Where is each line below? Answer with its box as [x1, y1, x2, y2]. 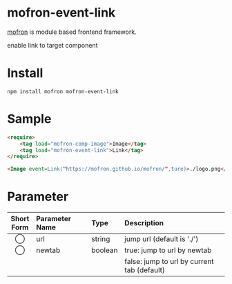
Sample [7, 111, 52, 127]
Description [124, 218, 164, 228]
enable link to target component [7, 41, 98, 49]
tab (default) [124, 265, 166, 275]
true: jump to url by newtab [124, 245, 212, 255]
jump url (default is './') [124, 234, 199, 244]
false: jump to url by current [124, 257, 214, 267]
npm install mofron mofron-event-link [7, 88, 119, 95]
